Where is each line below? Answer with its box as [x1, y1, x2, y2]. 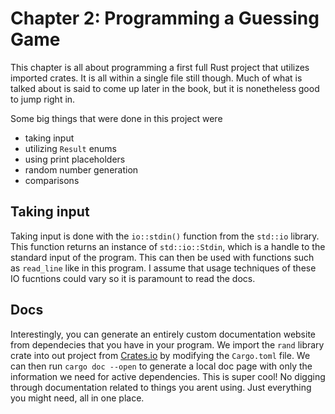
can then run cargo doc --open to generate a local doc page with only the [10, 360, 313, 372]
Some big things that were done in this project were [10, 112, 223, 124]
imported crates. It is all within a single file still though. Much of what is [10, 72, 303, 84]
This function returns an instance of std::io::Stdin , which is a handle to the [10, 240, 326, 252]
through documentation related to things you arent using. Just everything [10, 381, 312, 393]
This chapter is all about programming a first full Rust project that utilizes [10, 61, 310, 73]
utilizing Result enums [24, 142, 118, 154]
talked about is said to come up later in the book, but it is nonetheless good [10, 82, 320, 94]
